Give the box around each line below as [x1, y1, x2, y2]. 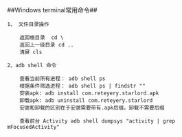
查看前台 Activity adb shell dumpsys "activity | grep [19, 118, 176, 125]
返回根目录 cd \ [19, 34, 64, 41]
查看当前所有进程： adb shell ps [19, 75, 106, 82]
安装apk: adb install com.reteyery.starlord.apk [19, 90, 159, 97]
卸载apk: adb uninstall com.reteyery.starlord [19, 97, 153, 104]
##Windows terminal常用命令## [7, 6, 98, 14]
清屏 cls [19, 49, 43, 55]
